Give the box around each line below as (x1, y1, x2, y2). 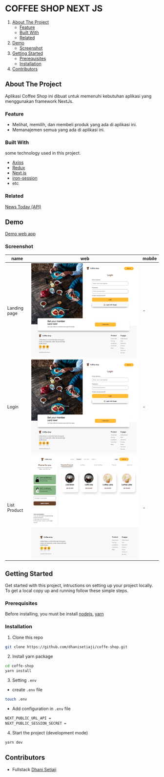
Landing (7, 305, 23, 311)
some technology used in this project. (5, 150, 81, 156)
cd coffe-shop (5, 663, 34, 668)
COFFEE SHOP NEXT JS (5, 3, 103, 14)
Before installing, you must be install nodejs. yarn (5, 611, 104, 617)
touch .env (5, 697, 27, 702)
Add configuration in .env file (12, 706, 71, 712)
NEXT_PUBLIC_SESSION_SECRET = (5, 721, 67, 726)
